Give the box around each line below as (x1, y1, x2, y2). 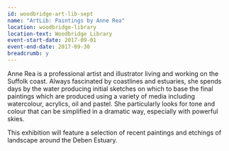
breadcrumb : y (7, 50, 50, 57)
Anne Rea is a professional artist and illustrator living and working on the (7, 69, 219, 78)
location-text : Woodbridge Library (7, 30, 113, 38)
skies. (7, 114, 25, 123)
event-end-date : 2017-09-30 (7, 43, 91, 50)
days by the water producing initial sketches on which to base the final (7, 84, 213, 93)
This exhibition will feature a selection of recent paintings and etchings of (7, 128, 222, 137)
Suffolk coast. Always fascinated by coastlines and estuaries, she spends (7, 77, 222, 85)
